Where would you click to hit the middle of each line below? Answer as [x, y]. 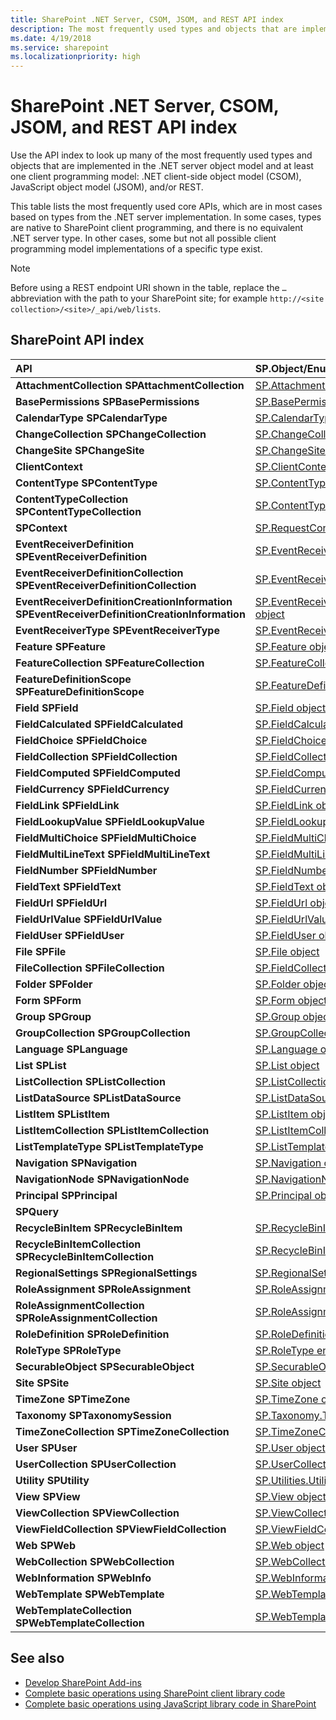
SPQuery [37, 1211]
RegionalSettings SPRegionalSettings [106, 1273]
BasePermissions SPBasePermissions [107, 401]
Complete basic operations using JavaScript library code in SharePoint [170, 1703]
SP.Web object [289, 1545]
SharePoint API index [77, 340]
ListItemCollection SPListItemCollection [112, 1130]
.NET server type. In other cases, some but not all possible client [143, 238]
